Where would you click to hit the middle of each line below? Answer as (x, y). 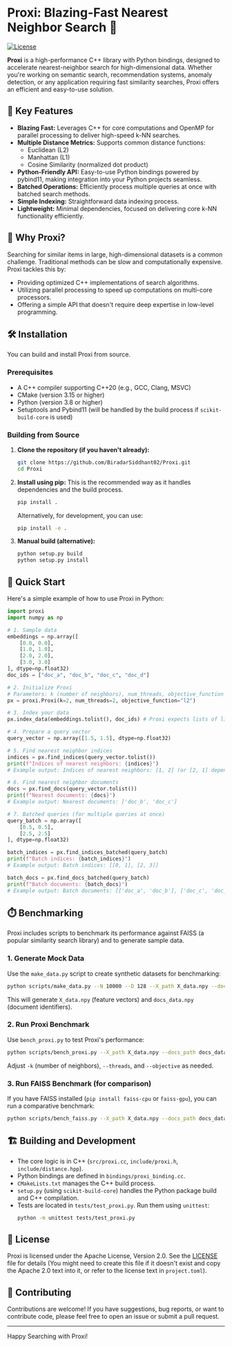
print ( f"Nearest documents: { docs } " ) (61, 796)
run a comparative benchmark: (51, 1106)
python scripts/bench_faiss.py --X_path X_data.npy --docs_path (101, 1118)
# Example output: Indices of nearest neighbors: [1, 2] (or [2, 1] (108, 770)
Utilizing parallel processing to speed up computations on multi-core (115, 290)
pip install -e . (42, 528)
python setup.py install (53, 560)
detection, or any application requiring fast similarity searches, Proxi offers (113, 82)
